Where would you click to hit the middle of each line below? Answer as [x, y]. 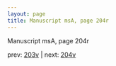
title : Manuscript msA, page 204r [58, 21]
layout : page [27, 14]
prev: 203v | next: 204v [42, 55]
